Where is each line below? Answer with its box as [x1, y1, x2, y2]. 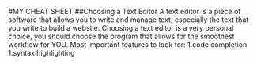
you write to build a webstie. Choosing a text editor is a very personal [8, 23, 234, 32]
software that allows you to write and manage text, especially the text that [8, 15, 249, 24]
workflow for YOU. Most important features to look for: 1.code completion [8, 40, 248, 49]
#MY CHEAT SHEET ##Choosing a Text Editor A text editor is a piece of [8, 7, 241, 16]
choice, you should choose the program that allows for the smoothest [8, 31, 235, 41]
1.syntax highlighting [8, 49, 75, 57]
